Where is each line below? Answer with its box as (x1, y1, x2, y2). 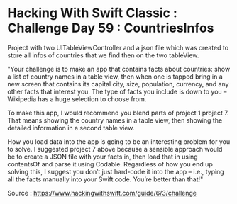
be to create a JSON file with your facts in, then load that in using (7, 152, 198, 161)
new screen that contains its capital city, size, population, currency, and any (7, 79, 229, 88)
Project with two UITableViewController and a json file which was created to (7, 43, 229, 52)
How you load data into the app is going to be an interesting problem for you (7, 137, 231, 146)
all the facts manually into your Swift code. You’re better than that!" (7, 175, 204, 183)
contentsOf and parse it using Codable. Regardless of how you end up (7, 159, 213, 168)
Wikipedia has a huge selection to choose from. (7, 94, 147, 103)
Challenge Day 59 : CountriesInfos (7, 20, 214, 36)
